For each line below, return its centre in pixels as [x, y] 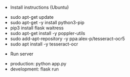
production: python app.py [38, 64]
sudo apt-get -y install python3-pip [47, 23]
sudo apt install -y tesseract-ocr [44, 44]
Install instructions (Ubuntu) [39, 7]
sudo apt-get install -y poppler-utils [48, 33]
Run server [22, 54]
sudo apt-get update [32, 17]
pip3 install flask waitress [37, 28]
